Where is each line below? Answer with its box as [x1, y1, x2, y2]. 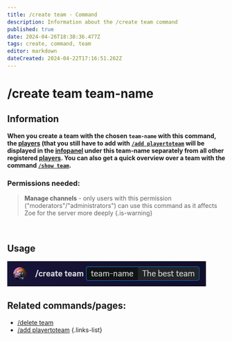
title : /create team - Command [7, 11, 98, 18]
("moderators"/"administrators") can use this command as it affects [24, 202, 217, 210]
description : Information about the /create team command [7, 18, 178, 26]
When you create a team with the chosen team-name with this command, [7, 132, 217, 140]
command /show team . [7, 161, 71, 169]
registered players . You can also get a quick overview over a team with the [7, 153, 226, 162]
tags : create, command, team [7, 40, 91, 48]
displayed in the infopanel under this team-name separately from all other [7, 146, 224, 155]
